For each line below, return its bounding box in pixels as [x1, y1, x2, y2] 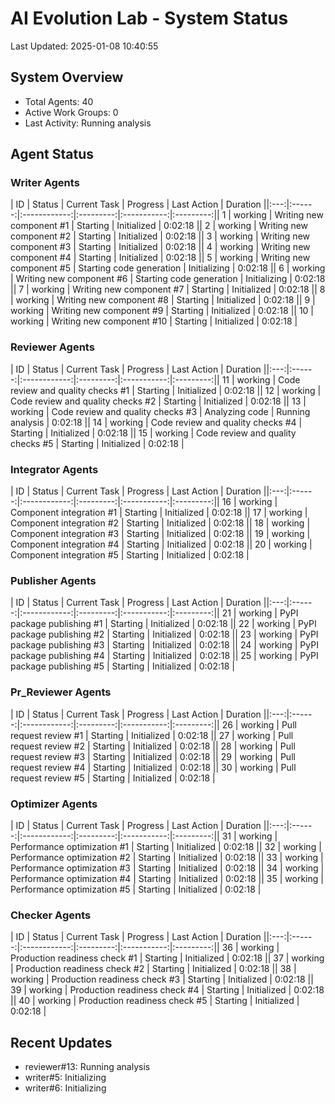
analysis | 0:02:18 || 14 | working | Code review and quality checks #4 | [10, 416, 303, 428]
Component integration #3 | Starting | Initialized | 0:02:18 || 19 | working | [10, 528, 311, 540]
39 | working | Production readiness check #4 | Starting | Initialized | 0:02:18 [10, 984, 325, 996]
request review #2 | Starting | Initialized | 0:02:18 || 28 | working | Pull [10, 740, 296, 752]
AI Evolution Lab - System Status [10, 7, 289, 30]
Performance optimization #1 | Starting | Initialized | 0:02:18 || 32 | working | [10, 840, 322, 852]
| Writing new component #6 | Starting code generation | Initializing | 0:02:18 [10, 273, 326, 285]
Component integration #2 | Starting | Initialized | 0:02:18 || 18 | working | [10, 517, 311, 529]
